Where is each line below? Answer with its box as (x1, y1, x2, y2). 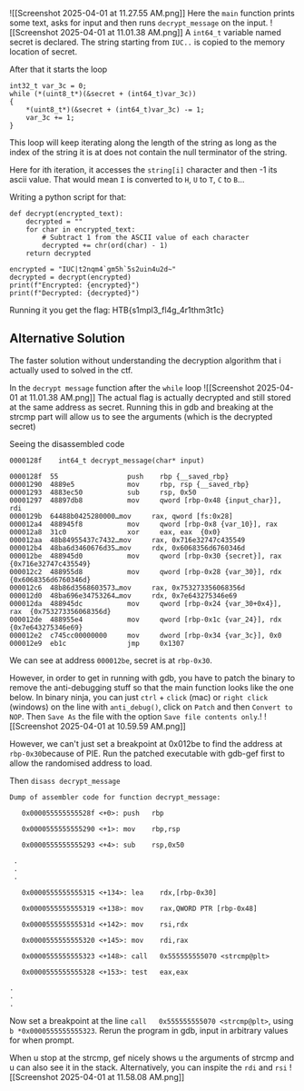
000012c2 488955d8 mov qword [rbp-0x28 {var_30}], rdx (9, 567, 282, 576)
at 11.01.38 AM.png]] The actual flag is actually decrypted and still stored (19, 392, 291, 402)
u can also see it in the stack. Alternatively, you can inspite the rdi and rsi (9, 1062, 288, 1073)
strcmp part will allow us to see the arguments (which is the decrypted (9, 411, 273, 422)
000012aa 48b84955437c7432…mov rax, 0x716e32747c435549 (9, 535, 246, 544)
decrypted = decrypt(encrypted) (9, 273, 132, 282)
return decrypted (25, 249, 92, 258)
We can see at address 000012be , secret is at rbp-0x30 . (9, 654, 213, 666)
